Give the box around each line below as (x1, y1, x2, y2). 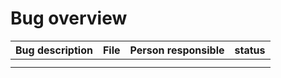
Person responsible (129, 43, 225, 57)
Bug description (15, 43, 93, 57)
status (234, 43, 266, 57)
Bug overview (10, 7, 128, 30)
